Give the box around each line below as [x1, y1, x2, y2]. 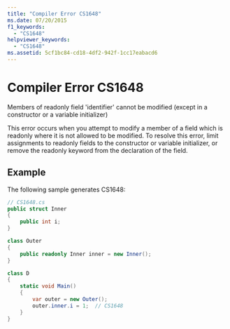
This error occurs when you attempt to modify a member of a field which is [7, 123, 224, 132]
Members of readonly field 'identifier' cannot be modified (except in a [7, 102, 208, 111]
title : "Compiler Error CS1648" [7, 10, 101, 18]
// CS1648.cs [7, 199, 45, 206]
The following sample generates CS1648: [7, 185, 126, 194]
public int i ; [20, 218, 61, 225]
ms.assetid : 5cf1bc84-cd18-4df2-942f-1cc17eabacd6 [7, 50, 158, 57]
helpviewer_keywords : [7, 36, 71, 43]
